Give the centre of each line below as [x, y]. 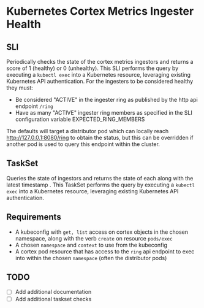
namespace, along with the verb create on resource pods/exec [94, 238]
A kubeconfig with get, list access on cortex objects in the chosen [102, 232]
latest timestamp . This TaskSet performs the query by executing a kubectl [100, 185]
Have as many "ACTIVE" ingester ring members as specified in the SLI [104, 113]
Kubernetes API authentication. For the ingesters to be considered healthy [100, 81]
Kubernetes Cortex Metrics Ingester [100, 11]
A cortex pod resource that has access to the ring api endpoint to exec [105, 251]
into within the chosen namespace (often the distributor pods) [91, 258]
